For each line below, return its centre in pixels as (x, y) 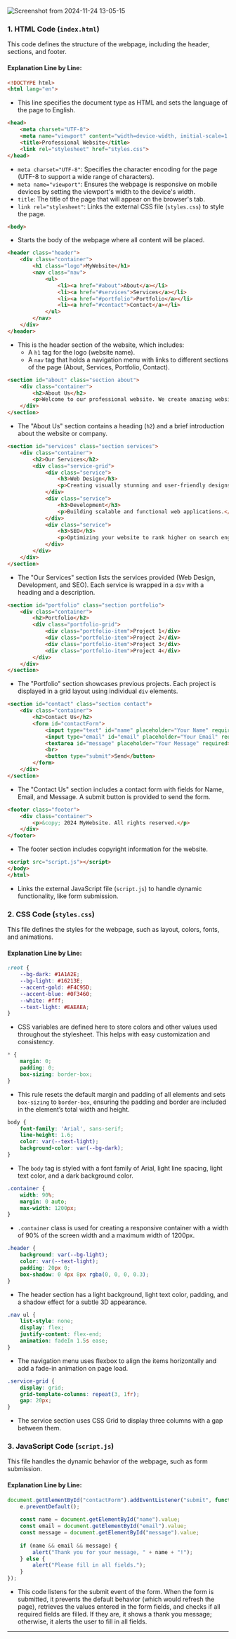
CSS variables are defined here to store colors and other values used (117, 1027)
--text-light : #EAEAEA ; (55, 1007)
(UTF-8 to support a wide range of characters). (86, 176)
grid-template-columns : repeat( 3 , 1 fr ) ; (80, 1394)
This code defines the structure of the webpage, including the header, (109, 44)
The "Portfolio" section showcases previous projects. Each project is (117, 684)
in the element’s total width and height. (73, 1109)
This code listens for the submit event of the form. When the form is (116, 1592)
